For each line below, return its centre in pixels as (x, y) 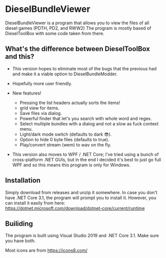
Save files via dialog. (41, 113)
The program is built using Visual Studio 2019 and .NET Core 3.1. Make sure (82, 236)
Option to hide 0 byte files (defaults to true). (64, 139)
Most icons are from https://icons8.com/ (46, 251)
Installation (23, 181)
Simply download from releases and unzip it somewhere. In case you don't (81, 192)
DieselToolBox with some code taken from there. (55, 33)
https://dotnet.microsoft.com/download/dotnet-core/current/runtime (75, 208)
